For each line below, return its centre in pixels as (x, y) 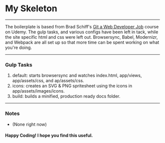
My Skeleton (31, 9)
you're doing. (18, 48)
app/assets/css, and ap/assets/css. (48, 81)
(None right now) (29, 124)
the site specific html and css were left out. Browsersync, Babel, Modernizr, (82, 37)
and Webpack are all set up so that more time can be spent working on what (82, 42)
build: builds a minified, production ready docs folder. (66, 96)
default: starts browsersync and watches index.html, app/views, (77, 75)
